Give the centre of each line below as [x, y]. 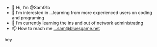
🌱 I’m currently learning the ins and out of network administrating [77, 23]
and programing [28, 18]
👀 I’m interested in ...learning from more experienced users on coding [82, 13]
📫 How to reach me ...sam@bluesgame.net [56, 28]
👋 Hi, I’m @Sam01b [31, 8]
